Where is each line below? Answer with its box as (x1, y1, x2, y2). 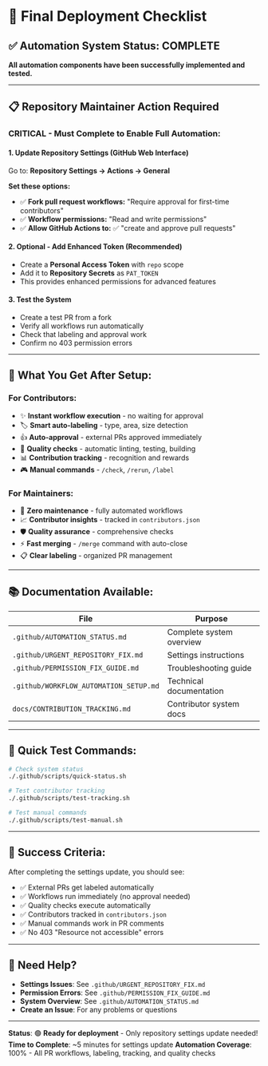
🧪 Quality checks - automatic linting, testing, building (19, 443, 196, 454)
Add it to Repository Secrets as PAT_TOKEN (19, 267, 159, 278)
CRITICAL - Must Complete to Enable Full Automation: (8, 128, 221, 139)
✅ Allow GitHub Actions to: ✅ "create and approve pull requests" (19, 223, 236, 232)
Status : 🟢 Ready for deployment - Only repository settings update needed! (8, 1028, 258, 1038)
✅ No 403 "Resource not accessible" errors (19, 927, 164, 937)
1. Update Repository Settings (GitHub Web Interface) (8, 148, 189, 157)
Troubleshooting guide (167, 662, 252, 673)
